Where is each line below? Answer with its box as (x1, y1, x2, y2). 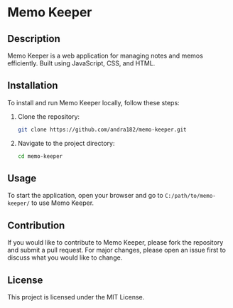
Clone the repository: (17, 112, 80, 121)
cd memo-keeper (17, 152, 63, 160)
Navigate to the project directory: (17, 139, 115, 147)
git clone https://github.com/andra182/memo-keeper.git (17, 126, 187, 133)
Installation (7, 80, 58, 92)
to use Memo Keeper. (31, 198, 94, 207)
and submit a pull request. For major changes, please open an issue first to (7, 246, 226, 255)
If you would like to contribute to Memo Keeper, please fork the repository (7, 238, 224, 247)
